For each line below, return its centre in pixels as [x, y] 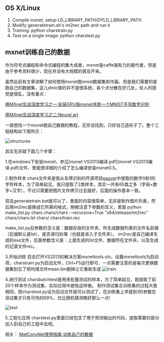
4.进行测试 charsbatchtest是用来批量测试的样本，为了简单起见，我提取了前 [81, 279]
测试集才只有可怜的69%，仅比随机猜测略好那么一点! [58, 298]
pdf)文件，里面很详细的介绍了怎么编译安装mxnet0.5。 [65, 168]
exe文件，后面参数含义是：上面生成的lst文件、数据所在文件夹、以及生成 [86, 240]
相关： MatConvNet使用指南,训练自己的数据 [49, 334]
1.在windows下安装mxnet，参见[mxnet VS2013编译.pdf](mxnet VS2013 [77, 161]
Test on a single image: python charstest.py [56, 35]
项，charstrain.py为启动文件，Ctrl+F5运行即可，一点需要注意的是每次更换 [80, 263]
